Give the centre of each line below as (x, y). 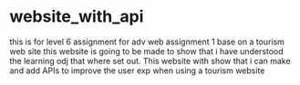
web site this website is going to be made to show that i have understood (147, 51)
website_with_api (77, 17)
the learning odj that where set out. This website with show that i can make (150, 61)
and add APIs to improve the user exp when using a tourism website (137, 71)
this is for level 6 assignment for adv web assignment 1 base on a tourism (147, 42)
